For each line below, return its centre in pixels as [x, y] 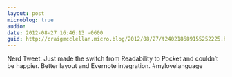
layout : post [26, 13]
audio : [17, 26]
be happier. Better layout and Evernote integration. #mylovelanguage [105, 66]
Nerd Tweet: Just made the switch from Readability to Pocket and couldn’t [113, 58]
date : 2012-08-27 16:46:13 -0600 [55, 33]
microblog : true [30, 20]
